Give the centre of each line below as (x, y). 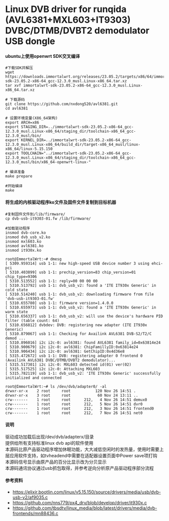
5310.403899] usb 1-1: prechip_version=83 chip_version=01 (73, 272)
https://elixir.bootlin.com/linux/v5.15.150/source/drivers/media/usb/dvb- (87, 492)
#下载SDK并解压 (19, 68)
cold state (17, 290)
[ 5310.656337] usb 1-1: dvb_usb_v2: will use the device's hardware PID (84, 316)
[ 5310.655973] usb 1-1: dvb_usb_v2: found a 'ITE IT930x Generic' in (81, 307)
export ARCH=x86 (22, 123)
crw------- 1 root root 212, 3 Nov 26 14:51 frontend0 (80, 408)
